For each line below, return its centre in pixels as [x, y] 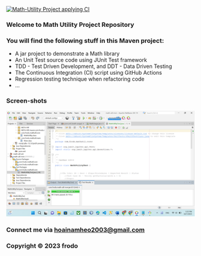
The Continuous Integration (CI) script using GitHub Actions [89, 73]
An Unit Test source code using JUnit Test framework [81, 60]
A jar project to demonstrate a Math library [67, 54]
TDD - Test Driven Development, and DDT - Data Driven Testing [93, 66]
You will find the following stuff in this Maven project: [85, 41]
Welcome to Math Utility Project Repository [70, 24]
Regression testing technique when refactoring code [80, 79]
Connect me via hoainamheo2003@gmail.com [76, 230]
